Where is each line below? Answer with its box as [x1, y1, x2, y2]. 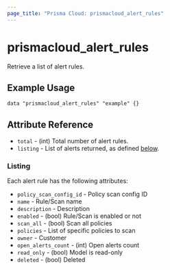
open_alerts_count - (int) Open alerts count [16, 241, 140, 249]
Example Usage [7, 82, 75, 93]
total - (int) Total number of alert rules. [16, 137, 129, 145]
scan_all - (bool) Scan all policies [16, 219, 112, 228]
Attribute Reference [7, 119, 94, 130]
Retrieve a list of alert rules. [7, 62, 84, 71]
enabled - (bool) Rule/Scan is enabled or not [16, 212, 142, 220]
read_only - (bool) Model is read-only [16, 248, 123, 257]
